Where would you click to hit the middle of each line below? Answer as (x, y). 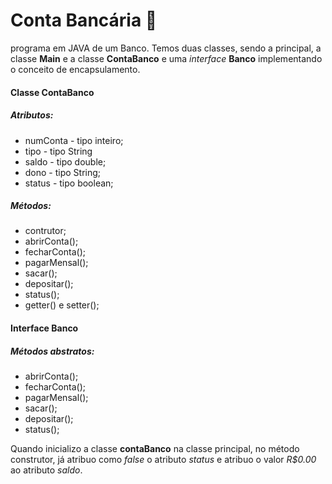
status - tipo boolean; (69, 183)
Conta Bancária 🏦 (84, 20)
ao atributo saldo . (46, 470)
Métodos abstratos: (52, 351)
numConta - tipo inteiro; (74, 140)
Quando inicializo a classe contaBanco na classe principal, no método (155, 449)
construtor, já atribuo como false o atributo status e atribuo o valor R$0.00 (163, 460)
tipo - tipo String (58, 151)
